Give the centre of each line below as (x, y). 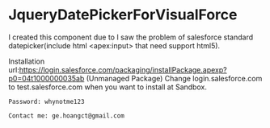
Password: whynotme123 (46, 101)
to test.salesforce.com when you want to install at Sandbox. (108, 87)
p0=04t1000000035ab (46, 78)
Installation (27, 61)
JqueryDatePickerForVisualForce (123, 15)
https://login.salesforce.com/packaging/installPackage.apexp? (123, 69)
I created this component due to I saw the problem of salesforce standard (131, 37)
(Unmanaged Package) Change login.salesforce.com (174, 78)
